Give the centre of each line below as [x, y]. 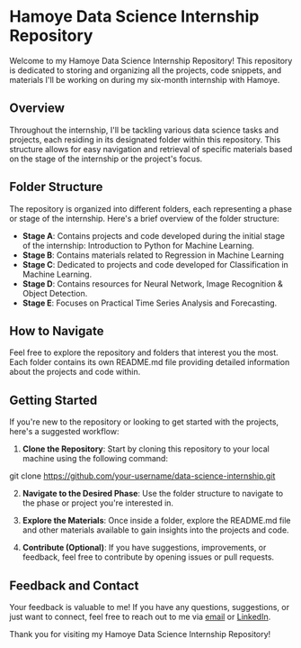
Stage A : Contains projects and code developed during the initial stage [154, 235]
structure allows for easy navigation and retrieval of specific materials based [151, 149]
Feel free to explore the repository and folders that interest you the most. [144, 352]
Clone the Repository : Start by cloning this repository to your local [146, 449]
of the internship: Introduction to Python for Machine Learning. [138, 245]
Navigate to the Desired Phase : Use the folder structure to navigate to [153, 494]
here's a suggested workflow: [64, 432]
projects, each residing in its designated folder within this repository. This [145, 139]
